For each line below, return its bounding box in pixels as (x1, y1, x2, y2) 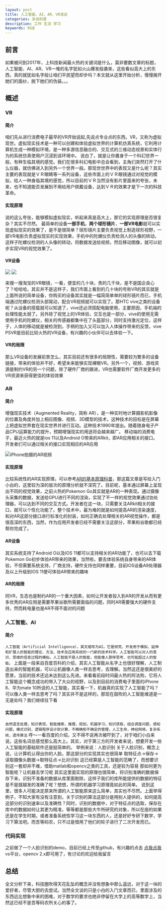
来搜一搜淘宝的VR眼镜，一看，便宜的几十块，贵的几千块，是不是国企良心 (5, 280, 155, 286)
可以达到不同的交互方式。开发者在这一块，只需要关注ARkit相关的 (18, 501, 151, 507)
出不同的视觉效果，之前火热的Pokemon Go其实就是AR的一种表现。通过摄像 (5, 488, 160, 494)
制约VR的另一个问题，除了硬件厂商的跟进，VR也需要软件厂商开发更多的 (13, 366, 161, 373)
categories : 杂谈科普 (5, 16, 47, 21)
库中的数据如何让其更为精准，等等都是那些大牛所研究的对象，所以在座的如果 (5, 807, 162, 813)
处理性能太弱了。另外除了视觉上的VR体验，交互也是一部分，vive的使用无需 (5, 311, 159, 317)
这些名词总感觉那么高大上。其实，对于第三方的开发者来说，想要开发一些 (13, 738, 162, 744)
